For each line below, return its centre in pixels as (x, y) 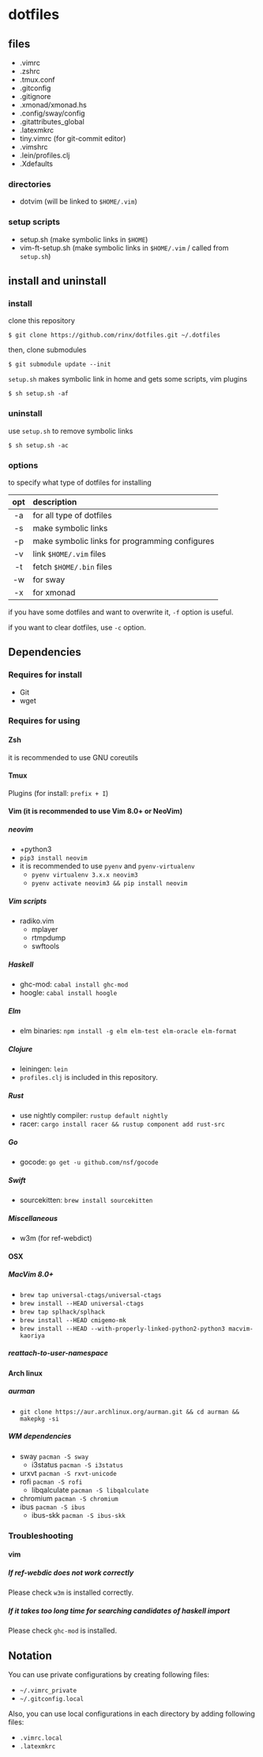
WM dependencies (40, 1436)
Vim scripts (28, 901)
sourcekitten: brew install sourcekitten (86, 1200)
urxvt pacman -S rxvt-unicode (68, 1473)
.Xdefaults (36, 164)
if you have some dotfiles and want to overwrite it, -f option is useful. (121, 612)
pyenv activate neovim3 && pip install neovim (109, 884)
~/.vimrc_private (48, 1690)
